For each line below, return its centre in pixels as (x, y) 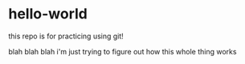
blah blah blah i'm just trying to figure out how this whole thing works (122, 51)
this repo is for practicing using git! (66, 36)
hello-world (48, 14)
